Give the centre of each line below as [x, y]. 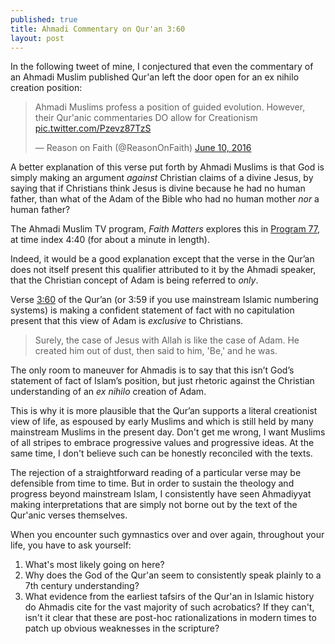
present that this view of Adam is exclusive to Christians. [127, 321]
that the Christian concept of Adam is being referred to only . [134, 280]
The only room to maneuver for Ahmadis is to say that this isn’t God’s [152, 370]
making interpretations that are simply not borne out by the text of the [154, 505]
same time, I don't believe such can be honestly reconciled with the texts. [161, 453]
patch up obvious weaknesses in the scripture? [122, 628]
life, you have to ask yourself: [71, 545]
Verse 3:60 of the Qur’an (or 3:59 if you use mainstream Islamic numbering [164, 300]
